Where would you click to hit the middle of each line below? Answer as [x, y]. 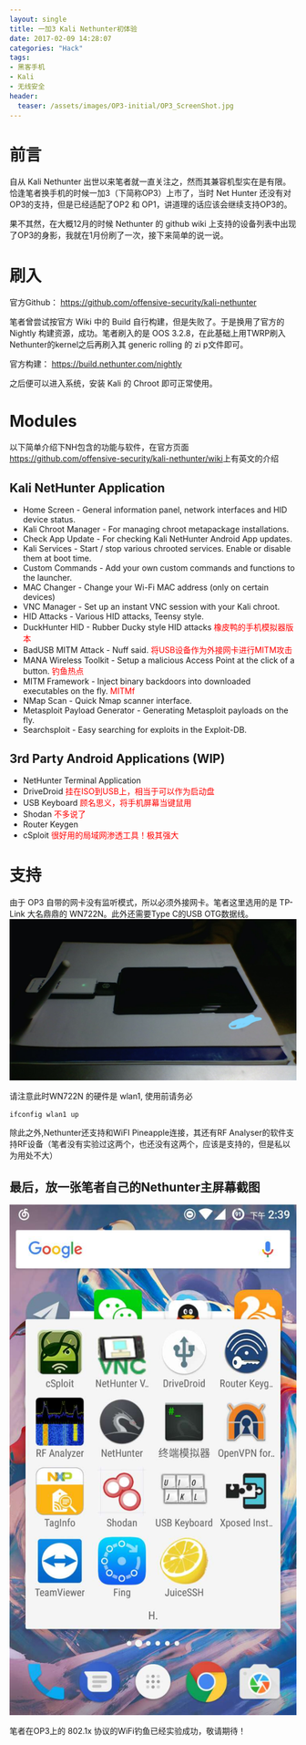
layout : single [38, 19]
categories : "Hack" [46, 48]
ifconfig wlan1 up [44, 1115]
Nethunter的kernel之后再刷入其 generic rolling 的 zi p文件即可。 [129, 345]
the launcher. [47, 578]
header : [24, 96]
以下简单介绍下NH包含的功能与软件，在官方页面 [99, 448]
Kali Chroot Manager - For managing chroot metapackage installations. [156, 530]
